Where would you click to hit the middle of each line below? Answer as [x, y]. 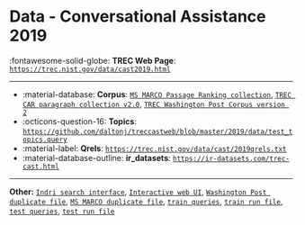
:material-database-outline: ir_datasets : [96, 157]
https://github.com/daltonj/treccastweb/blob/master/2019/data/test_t [157, 131]
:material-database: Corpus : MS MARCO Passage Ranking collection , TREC [157, 94]
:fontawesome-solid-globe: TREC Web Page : [93, 60]
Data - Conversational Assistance [138, 17]
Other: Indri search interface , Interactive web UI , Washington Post [138, 192]
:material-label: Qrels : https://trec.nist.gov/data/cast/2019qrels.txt [154, 148]
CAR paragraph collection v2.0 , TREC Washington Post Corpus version [153, 103]
